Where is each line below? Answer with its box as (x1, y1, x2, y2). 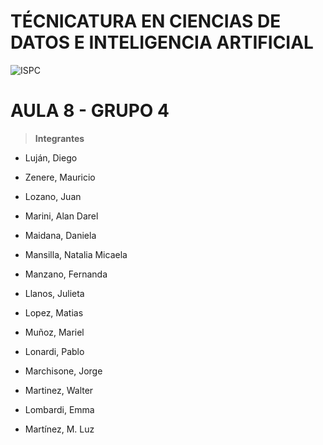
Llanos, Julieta (24, 287, 85, 299)
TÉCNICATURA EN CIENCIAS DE (10, 10, 282, 33)
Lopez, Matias (24, 306, 84, 319)
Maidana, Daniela (24, 229, 97, 241)
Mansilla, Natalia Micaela (24, 248, 128, 260)
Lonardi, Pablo (24, 345, 85, 357)
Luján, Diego (24, 151, 78, 164)
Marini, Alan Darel (24, 210, 99, 222)
